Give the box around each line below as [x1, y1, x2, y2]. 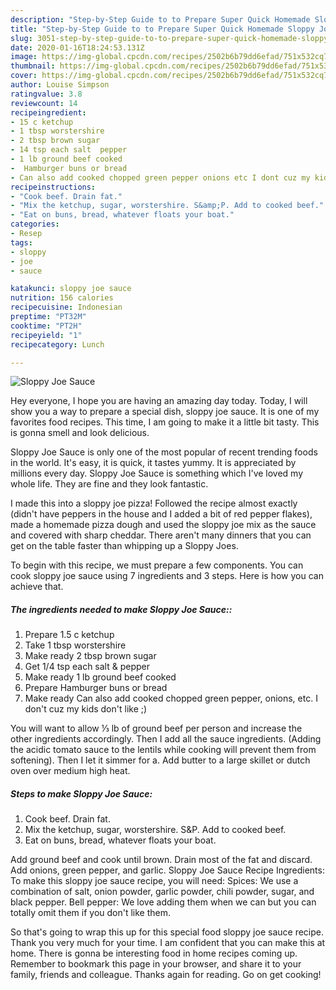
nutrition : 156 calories [10, 293, 114, 303]
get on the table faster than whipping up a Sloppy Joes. [10, 540, 239, 552]
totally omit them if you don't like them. [10, 907, 172, 919]
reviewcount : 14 [10, 98, 78, 108]
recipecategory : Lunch [10, 339, 105, 350]
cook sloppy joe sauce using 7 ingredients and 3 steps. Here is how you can [10, 570, 324, 582]
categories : [10, 219, 60, 230]
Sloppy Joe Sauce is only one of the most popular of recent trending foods [10, 446, 318, 458]
